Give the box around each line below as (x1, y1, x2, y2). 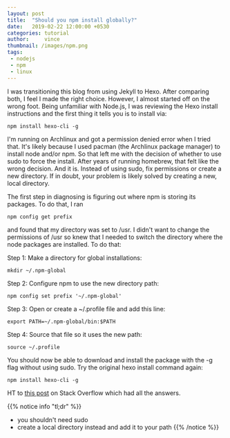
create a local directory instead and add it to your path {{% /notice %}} (17, 423, 220, 431)
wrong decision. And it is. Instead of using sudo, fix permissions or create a (7, 164, 222, 173)
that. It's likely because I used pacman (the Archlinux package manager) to (7, 142, 221, 150)
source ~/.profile (7, 344, 60, 351)
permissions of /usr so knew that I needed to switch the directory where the (7, 233, 223, 241)
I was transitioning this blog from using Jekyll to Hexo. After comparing (7, 87, 209, 96)
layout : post (7, 10, 45, 17)
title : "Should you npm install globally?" (7, 17, 137, 24)
